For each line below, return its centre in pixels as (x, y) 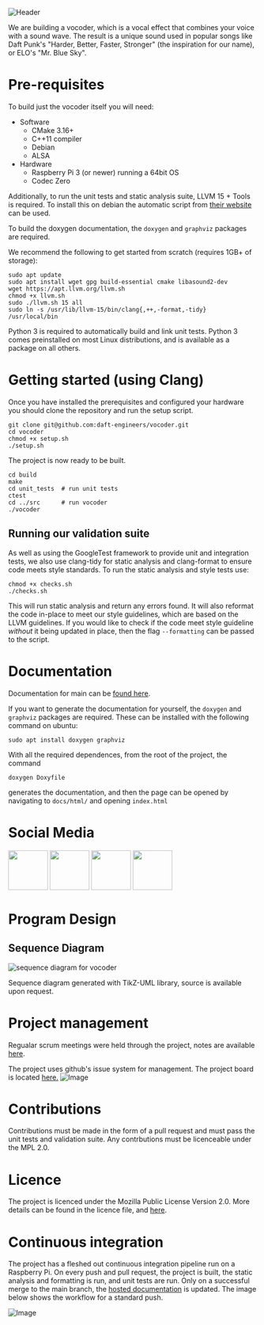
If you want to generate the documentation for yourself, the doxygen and (125, 708)
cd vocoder (26, 431)
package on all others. (45, 347)
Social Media (51, 832)
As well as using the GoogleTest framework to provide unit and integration (128, 552)
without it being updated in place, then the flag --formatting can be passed (131, 631)
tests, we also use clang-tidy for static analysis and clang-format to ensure (130, 561)
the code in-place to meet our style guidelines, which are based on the (123, 614)
